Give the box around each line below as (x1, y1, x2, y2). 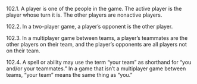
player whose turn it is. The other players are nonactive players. (6, 11, 162, 18)
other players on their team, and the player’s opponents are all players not (6, 41, 187, 48)
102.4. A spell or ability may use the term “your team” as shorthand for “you (6, 59, 192, 66)
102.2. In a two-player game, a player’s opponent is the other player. (6, 23, 173, 30)
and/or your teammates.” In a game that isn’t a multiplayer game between (6, 65, 186, 72)
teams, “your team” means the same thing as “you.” (6, 71, 133, 78)
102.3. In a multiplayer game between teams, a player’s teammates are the (6, 35, 188, 41)
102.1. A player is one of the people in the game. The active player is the (6, 5, 182, 12)
